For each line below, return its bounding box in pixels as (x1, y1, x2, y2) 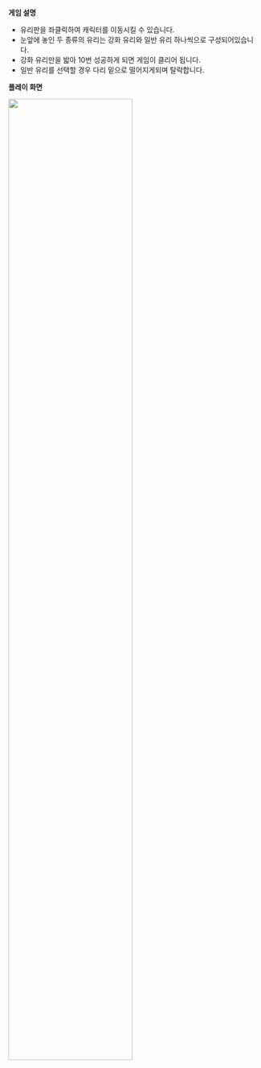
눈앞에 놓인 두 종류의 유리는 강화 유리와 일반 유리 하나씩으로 (19, 35, 207, 44)
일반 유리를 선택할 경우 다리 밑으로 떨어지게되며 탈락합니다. (19, 65, 205, 75)
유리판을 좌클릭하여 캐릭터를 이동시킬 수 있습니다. (19, 25, 175, 35)
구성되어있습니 (208, 35, 255, 44)
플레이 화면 (8, 82, 43, 92)
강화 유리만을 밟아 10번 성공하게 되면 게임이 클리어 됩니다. (19, 56, 201, 64)
